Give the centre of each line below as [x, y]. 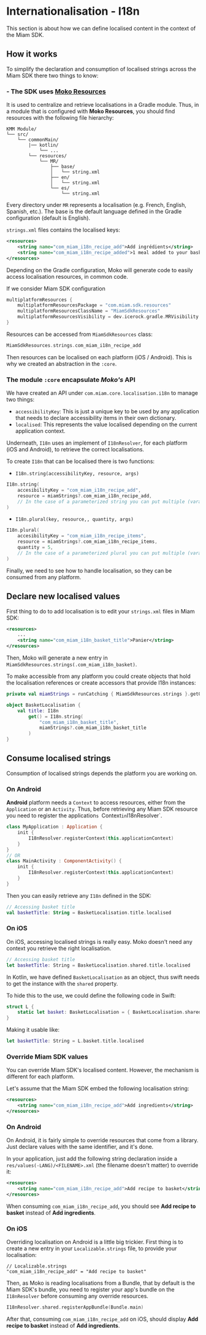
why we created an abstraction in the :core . [62, 364]
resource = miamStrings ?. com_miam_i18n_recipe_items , [87, 542]
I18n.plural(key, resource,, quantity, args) [74, 520]
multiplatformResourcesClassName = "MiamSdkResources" [89, 311]
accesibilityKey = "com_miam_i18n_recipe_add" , [79, 490]
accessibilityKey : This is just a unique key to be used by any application [107, 411]
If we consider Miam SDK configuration [56, 288]
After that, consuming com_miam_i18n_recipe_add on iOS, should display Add [102, 1319]
